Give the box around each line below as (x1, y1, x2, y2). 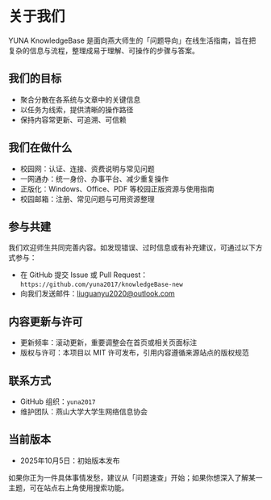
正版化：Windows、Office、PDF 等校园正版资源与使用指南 (19, 183, 215, 194)
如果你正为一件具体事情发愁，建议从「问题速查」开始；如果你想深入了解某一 (8, 473, 263, 482)
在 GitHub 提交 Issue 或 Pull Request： (19, 270, 148, 279)
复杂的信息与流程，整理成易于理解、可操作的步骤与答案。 (8, 45, 199, 55)
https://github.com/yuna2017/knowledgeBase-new (19, 280, 183, 289)
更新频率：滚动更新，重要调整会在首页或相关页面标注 (19, 338, 198, 347)
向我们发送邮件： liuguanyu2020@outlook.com (19, 288, 175, 299)
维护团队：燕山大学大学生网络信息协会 (19, 407, 148, 416)
